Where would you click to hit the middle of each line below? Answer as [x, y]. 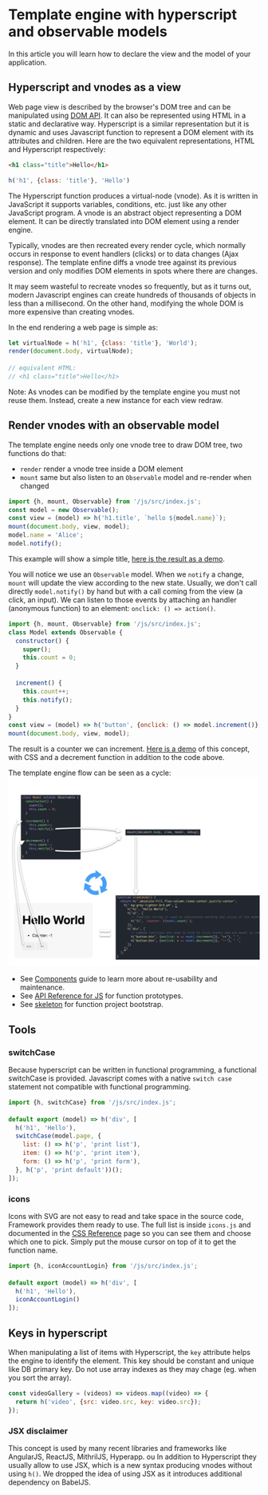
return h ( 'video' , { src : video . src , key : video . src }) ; [108, 1401]
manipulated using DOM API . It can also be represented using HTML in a [127, 115]
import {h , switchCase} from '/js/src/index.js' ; [93, 1102]
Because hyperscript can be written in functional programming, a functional [132, 1069]
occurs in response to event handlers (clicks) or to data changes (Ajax [124, 254]
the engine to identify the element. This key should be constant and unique [131, 1361]
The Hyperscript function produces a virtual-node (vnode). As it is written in [133, 196]
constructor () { [42, 641]
